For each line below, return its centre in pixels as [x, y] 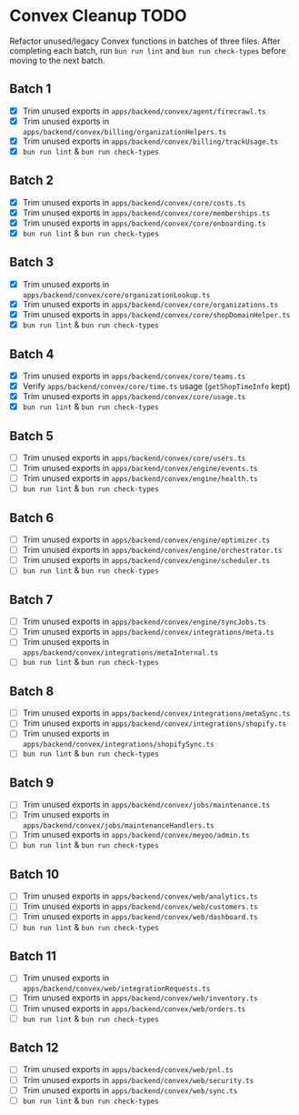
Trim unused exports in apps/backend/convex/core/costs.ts [134, 202]
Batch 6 [32, 518]
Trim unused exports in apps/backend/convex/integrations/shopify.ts [154, 723]
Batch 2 [32, 181]
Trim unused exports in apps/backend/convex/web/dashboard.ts [140, 917]
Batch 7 [31, 600]
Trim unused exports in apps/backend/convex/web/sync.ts [130, 1090]
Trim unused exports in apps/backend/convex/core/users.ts [134, 457]
